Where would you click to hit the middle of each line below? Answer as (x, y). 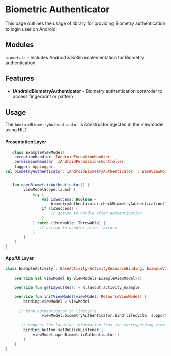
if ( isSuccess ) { (60, 209)
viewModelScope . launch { (50, 189)
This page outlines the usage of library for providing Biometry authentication (85, 23)
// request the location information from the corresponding (87, 325)
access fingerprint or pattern (43, 96)
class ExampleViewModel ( (38, 152)
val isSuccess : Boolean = (69, 199)
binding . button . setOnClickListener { (63, 330)
